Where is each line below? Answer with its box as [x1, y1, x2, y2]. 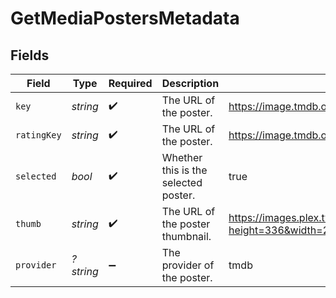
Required [108, 77, 153, 90]
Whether [161, 151, 203, 164]
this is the [161, 163, 208, 177]
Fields [10, 47, 50, 64]
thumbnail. [161, 230, 212, 243]
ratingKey [15, 130, 62, 141]
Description [161, 77, 220, 90]
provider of [161, 258, 215, 272]
